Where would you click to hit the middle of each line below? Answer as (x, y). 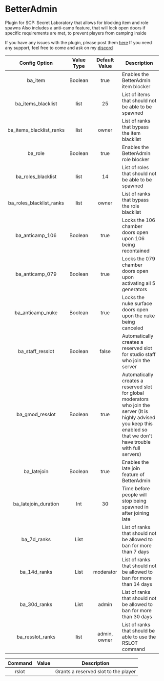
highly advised (139, 417)
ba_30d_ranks (36, 604)
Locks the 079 (138, 258)
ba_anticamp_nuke (36, 312)
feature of (133, 474)
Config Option (36, 63)
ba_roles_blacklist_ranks (36, 203)
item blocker (136, 86)
